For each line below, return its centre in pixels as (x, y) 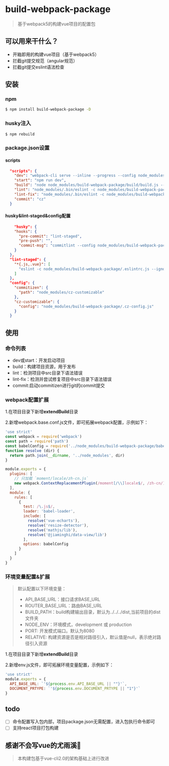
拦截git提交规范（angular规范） (45, 60)
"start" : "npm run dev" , (40, 180)
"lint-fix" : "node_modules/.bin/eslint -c (59, 194)
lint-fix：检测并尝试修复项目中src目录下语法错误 (62, 379)
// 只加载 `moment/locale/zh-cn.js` (52, 479)
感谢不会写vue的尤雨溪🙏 (43, 745)
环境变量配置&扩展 (28, 577)
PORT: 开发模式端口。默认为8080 (60, 631)
